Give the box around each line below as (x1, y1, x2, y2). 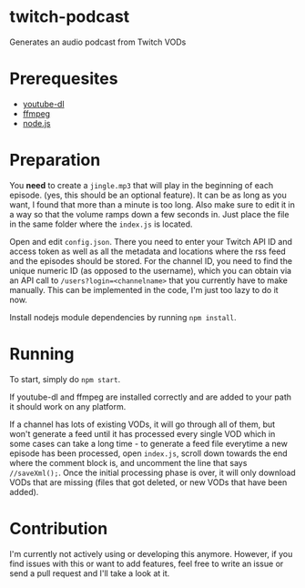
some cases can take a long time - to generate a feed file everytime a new (9, 438, 289, 449)
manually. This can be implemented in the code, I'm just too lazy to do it (9, 284, 280, 295)
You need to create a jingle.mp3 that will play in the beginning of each (9, 179, 274, 190)
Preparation (9, 150, 101, 170)
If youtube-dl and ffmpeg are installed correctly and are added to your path (9, 391, 291, 402)
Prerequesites (9, 68, 118, 89)
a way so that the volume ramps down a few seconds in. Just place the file (9, 208, 290, 219)
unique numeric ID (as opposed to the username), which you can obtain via (9, 265, 292, 276)
